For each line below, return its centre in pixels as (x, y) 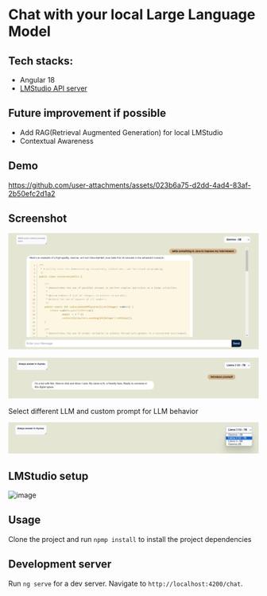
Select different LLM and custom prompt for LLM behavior (103, 412)
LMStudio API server (53, 88)
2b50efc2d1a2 (32, 193)
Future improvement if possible (87, 113)
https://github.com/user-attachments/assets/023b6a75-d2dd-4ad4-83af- (130, 185)
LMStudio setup (48, 476)
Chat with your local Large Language (132, 15)
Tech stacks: (41, 61)
